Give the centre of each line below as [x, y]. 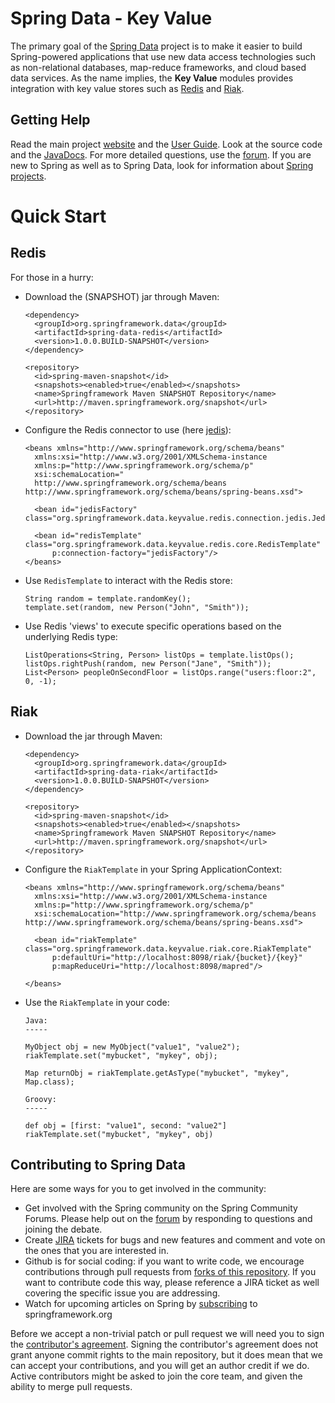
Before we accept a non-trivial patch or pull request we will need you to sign [167, 1334]
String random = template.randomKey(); [108, 598]
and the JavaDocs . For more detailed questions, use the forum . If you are [161, 154]
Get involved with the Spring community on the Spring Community [161, 1208]
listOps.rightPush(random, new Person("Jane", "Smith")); [148, 663]
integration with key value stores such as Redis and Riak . [127, 88]
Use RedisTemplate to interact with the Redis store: [128, 580]
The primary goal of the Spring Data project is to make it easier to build [156, 46]
